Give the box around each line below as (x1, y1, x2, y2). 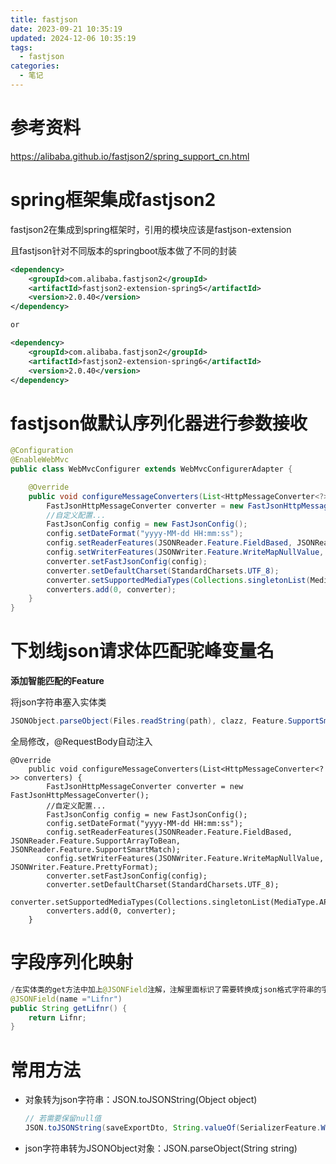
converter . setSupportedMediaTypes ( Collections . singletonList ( (46, 575, 311, 585)
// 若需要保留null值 (24, 1114, 102, 1124)
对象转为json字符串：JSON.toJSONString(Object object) (24, 1094, 258, 1106)
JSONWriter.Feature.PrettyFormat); (10, 862, 159, 872)
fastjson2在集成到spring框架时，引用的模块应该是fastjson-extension (10, 223, 292, 235)
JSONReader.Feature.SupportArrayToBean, (10, 836, 182, 846)
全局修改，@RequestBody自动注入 (10, 736, 153, 747)
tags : (10, 42, 33, 53)
